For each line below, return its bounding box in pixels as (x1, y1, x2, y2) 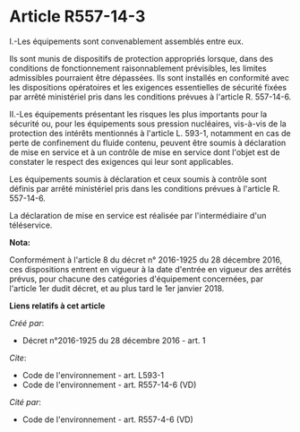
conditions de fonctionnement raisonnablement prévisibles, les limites (9, 63, 267, 73)
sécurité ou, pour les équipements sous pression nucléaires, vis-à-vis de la (9, 118, 287, 129)
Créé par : (9, 317, 45, 328)
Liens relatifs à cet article (9, 300, 106, 311)
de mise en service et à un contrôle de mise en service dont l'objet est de (9, 146, 280, 158)
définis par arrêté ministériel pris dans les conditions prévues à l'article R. (9, 183, 280, 194)
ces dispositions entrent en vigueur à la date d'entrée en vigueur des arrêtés (9, 264, 292, 274)
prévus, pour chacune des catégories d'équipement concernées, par (9, 273, 264, 284)
